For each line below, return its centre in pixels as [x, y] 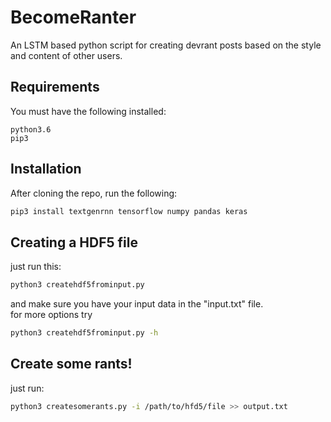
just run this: [36, 267]
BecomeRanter [73, 17]
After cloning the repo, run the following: [94, 193]
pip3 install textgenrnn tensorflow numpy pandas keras [129, 211]
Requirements [55, 87]
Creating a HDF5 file [74, 242]
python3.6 [31, 129]
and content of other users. [66, 55]
